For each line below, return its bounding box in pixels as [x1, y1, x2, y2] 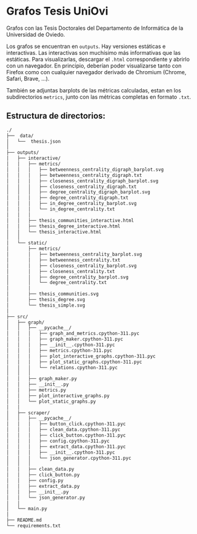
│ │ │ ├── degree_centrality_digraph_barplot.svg [6, 189, 150, 195]
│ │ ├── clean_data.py [6, 466, 75, 473]
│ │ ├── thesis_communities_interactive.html [6, 217, 135, 223]
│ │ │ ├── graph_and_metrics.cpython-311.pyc [6, 330, 139, 337]
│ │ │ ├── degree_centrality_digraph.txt [6, 195, 129, 201]
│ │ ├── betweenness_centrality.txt [6, 257, 121, 263]
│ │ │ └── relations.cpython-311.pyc [6, 364, 118, 370]
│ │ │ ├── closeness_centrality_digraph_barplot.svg [6, 178, 159, 184]
